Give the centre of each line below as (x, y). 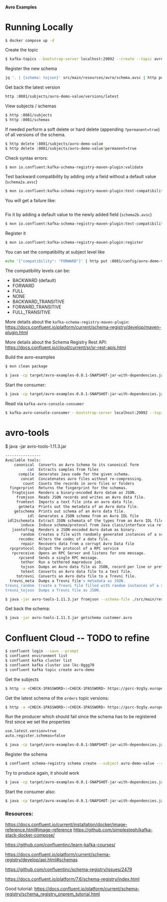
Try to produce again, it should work (42, 773)
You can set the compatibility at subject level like (55, 252)
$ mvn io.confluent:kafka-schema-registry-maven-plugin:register (74, 243)
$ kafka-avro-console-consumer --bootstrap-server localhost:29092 (77, 413)
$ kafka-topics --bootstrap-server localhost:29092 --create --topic (79, 59)
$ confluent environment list (37, 656)
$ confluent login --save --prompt (42, 651)
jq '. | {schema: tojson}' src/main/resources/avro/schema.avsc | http (81, 78)
